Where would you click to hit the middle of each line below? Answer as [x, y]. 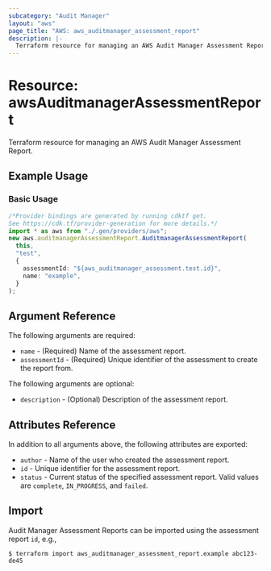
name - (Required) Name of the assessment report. [103, 351]
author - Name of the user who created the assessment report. [125, 460]
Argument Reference [62, 316]
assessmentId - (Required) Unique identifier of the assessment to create [139, 360]
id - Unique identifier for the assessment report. [100, 468]
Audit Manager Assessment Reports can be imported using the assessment [134, 530]
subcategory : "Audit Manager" [59, 16]
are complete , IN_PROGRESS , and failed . [84, 486]
